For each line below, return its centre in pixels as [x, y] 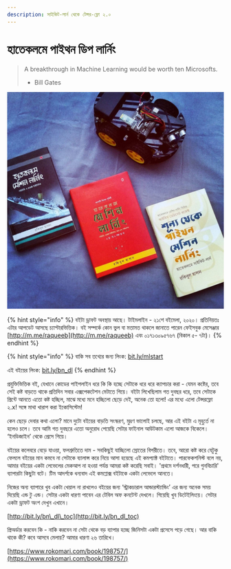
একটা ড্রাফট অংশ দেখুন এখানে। [38, 502]
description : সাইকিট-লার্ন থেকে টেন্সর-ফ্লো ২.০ [59, 14]
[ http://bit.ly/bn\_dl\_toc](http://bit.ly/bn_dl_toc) [73, 516]
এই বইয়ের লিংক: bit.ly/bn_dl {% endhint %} [62, 370]
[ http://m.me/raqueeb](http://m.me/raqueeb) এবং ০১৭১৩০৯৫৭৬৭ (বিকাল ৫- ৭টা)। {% [114, 335]
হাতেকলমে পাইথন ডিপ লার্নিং [61, 49]
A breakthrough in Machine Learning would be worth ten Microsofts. [121, 69]
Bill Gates [48, 82]
